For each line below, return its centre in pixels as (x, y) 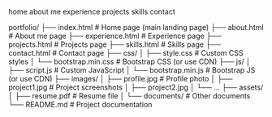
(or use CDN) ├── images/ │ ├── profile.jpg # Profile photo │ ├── (121, 79)
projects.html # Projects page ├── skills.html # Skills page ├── (115, 44)
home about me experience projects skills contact (92, 12)
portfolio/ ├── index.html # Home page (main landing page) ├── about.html (136, 27)
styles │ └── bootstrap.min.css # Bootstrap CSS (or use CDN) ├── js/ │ (130, 61)
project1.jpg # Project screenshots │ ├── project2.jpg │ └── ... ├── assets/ (136, 87)
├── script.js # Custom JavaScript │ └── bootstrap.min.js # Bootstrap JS (132, 70)
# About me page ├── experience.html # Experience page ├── (115, 36)
